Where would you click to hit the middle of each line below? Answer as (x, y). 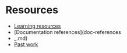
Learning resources (37, 26)
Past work (26, 44)
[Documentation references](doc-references (68, 32)
